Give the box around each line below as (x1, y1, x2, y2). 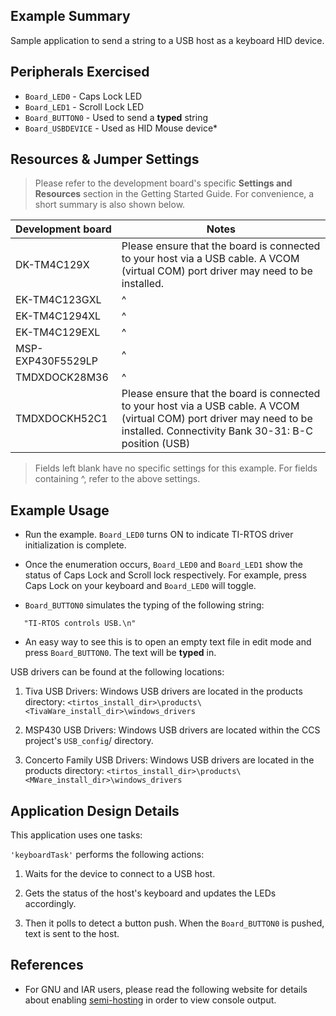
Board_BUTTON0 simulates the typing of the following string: (24, 599, 265, 611)
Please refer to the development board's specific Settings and (34, 177, 293, 189)
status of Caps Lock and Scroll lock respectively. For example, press (24, 569, 307, 581)
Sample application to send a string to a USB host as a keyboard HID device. (10, 34, 325, 46)
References (10, 957, 84, 974)
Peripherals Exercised (10, 64, 150, 81)
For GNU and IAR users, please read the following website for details (24, 983, 308, 995)
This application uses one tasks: (10, 829, 143, 841)
